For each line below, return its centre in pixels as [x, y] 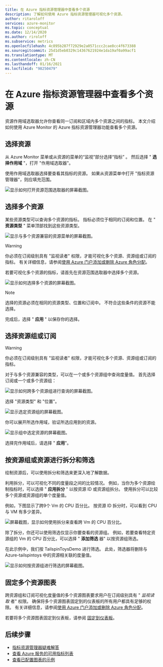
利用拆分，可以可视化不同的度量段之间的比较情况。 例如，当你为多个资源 [78, 483]
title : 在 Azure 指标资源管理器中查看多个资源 [47, 10]
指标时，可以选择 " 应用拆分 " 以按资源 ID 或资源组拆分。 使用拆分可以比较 [83, 489]
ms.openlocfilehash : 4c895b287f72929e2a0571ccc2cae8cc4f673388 [71, 46]
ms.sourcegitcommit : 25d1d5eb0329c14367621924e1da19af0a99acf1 [71, 50]
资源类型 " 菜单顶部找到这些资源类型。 [44, 225]
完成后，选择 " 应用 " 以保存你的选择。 [44, 319]
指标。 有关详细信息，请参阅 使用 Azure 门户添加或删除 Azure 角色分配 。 [77, 262]
